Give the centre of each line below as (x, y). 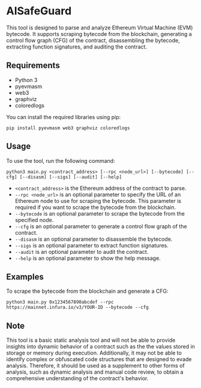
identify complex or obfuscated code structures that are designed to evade (99, 359)
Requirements (33, 66)
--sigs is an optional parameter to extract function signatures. (92, 245)
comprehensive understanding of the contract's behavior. (77, 378)
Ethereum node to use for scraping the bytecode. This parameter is (98, 201)
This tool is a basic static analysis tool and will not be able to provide (91, 340)
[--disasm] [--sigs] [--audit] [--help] (70, 177)
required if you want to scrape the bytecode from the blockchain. (95, 207)
